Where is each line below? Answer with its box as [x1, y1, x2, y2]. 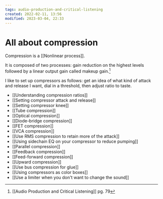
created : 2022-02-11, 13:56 [5, 12, 62, 16]
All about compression [5, 37, 98, 48]
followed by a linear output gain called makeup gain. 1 [5, 67, 111, 74]
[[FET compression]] [12, 123, 54, 129]
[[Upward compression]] [12, 159, 62, 165]
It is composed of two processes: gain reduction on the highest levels [5, 62, 144, 68]
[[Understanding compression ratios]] [12, 92, 88, 98]
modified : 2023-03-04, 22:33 [5, 16, 64, 21]
